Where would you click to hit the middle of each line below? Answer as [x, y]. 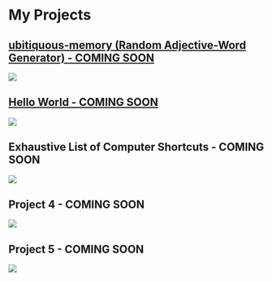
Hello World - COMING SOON [83, 102]
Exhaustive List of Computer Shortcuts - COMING [136, 147]
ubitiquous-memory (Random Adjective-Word [127, 45]
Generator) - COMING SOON [81, 57]
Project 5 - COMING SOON [76, 249]
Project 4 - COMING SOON [76, 205]
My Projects [50, 15]
